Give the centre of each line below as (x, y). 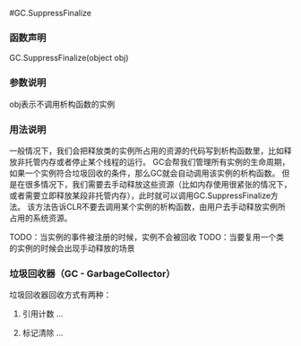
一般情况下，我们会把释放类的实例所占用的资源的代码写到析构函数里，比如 (146, 151)
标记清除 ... (43, 333)
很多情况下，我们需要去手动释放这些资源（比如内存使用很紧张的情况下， (158, 184)
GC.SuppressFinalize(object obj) (69, 58)
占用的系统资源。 (41, 218)
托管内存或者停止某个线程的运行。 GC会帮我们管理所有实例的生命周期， (157, 161)
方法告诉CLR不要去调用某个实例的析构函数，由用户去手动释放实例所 (160, 206)
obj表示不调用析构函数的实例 (62, 104)
